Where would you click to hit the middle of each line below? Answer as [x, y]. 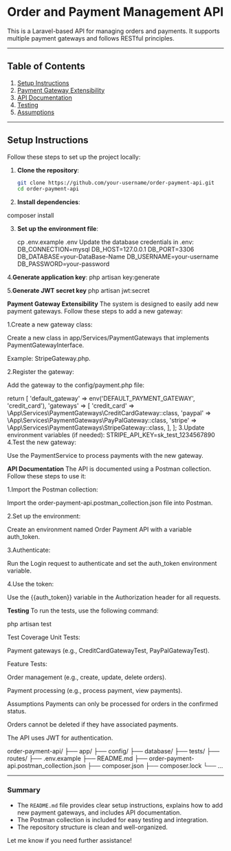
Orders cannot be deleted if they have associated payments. [93, 725]
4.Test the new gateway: [42, 442]
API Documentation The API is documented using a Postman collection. [109, 469]
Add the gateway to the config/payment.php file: [76, 385]
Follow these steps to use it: [47, 476]
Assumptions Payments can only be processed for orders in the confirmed [113, 704]
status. [17, 711]
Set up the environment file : [57, 229]
